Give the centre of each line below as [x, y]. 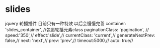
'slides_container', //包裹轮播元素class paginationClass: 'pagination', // [77, 29]
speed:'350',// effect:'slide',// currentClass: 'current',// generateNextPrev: [80, 35]
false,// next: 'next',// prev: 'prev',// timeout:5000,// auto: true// [69, 40]
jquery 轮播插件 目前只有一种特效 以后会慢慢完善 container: [66, 23]
